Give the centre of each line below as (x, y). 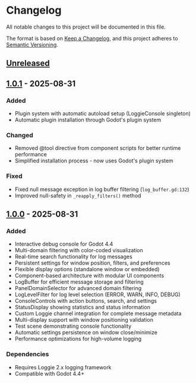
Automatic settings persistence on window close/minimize (86, 332)
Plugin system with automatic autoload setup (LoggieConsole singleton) (103, 114)
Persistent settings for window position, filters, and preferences (92, 263)
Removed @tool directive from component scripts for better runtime (98, 148)
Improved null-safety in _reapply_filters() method (78, 195)
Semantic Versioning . (32, 45)
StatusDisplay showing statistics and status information (82, 307)
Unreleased (28, 63)
